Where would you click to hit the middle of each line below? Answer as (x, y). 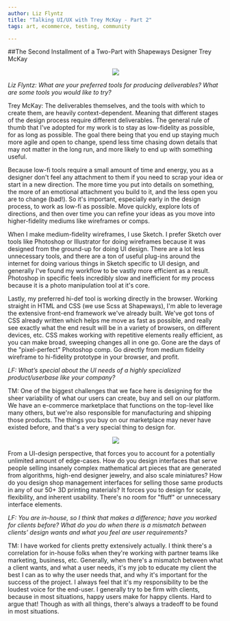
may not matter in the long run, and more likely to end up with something (110, 150)
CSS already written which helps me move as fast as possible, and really (110, 320)
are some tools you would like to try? (60, 93)
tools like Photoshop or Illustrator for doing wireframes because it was (107, 242)
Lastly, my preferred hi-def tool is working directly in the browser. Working (113, 298)
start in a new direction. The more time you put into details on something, (111, 185)
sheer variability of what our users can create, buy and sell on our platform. (114, 398)
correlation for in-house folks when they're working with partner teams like (113, 553)
